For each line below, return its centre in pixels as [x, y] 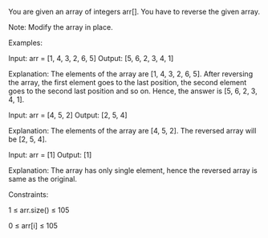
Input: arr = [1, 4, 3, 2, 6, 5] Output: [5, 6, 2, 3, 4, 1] [91, 58]
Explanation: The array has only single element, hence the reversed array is [133, 170]
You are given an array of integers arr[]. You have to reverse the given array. [134, 12]
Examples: [25, 43]
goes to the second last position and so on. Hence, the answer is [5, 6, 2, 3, [133, 91]
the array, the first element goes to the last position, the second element [128, 82]
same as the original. [43, 179]
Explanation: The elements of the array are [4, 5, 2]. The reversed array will [132, 131]
